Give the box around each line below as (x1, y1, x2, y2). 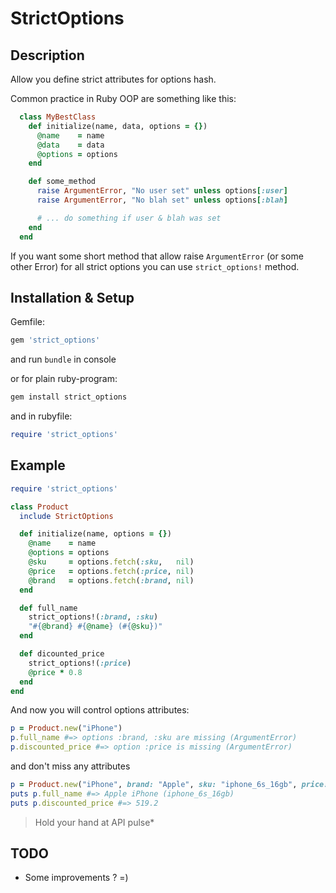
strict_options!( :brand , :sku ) (28, 612, 159, 622)
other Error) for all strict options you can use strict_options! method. (10, 260, 300, 272)
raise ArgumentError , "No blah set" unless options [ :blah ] (36, 195, 288, 205)
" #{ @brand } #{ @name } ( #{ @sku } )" (28, 622, 163, 632)
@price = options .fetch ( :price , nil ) (28, 566, 195, 576)
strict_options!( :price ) (28, 658, 132, 668)
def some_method (28, 177, 97, 187)
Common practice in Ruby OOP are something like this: (10, 93, 237, 104)
